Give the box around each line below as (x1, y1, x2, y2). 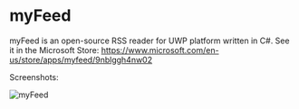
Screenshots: (9, 71, 59, 82)
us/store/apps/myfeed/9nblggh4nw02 (9, 54, 152, 65)
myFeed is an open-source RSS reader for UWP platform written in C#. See (9, 35, 290, 46)
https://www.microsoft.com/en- (101, 44, 219, 55)
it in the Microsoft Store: (9, 44, 100, 55)
